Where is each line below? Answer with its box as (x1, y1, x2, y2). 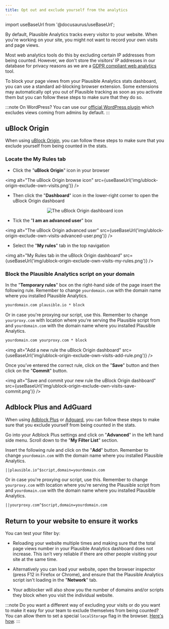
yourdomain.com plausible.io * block (5, 303, 85, 308)
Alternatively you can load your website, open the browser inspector (12, 566, 155, 572)
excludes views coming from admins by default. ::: (5, 109, 110, 115)
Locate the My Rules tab (5, 155, 66, 163)
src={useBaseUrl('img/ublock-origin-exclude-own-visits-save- (5, 383, 137, 389)
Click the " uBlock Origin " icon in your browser (12, 167, 110, 173)
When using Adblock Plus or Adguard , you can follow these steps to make (5, 416, 160, 422)
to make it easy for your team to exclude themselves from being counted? (5, 608, 159, 614)
